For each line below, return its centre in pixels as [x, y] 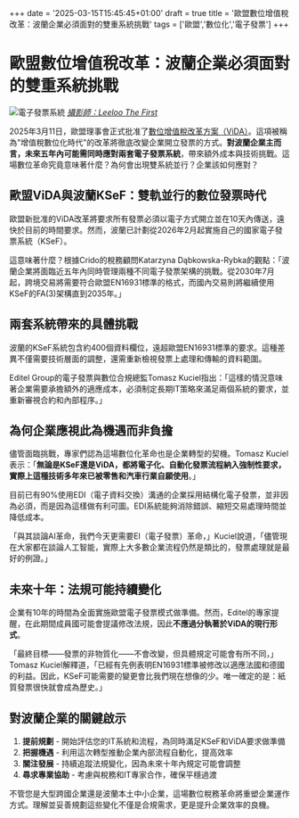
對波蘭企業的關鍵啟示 [68, 718]
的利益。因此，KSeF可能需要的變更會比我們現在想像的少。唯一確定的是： [144, 676]
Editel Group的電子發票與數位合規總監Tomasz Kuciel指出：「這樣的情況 [138, 377]
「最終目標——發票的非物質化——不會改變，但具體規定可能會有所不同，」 [144, 654]
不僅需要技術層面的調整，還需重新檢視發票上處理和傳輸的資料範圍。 [141, 359]
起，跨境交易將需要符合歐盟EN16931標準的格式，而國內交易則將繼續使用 [142, 282]
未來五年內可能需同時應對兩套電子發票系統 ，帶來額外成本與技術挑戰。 [153, 153]
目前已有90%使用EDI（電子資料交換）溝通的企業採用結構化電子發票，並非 [145, 495]
